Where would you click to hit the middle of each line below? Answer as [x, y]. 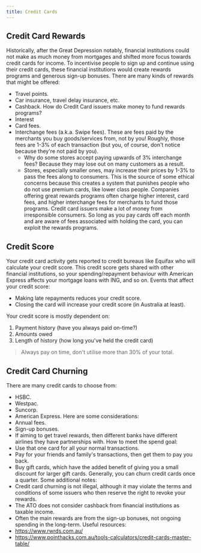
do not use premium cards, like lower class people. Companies [101, 190]
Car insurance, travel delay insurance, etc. [67, 100]
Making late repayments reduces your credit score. [78, 298]
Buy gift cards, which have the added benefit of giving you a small [97, 467]
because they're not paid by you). [57, 151]
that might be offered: [33, 82]
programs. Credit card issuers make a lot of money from [93, 209]
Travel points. [32, 94]
